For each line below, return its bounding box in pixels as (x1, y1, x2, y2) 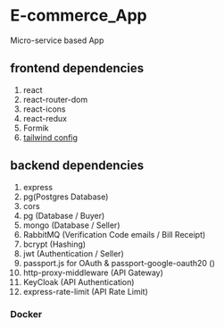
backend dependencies (10, 158, 145, 173)
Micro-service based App (10, 35, 104, 46)
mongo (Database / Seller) (22, 220, 120, 231)
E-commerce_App (10, 5, 147, 26)
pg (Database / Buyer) (22, 210, 105, 221)
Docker (10, 308, 43, 321)
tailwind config (22, 131, 79, 143)
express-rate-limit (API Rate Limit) (22, 286, 148, 297)
